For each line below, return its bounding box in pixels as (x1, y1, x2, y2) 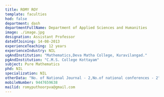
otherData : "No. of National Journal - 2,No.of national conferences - (5, 75, 154, 80)
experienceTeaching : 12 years (5, 44, 67, 48)
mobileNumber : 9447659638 (5, 80, 58, 85)
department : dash (5, 21, 41, 26)
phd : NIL (5, 67, 23, 72)
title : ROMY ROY (5, 7, 38, 12)
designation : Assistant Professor (5, 35, 76, 40)
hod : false (5, 16, 27, 21)
